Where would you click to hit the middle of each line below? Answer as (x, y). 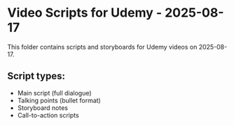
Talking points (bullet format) (59, 100)
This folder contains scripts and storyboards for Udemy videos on (102, 47)
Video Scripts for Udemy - (85, 13)
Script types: (36, 76)
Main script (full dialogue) (55, 93)
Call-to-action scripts (48, 115)
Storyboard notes (43, 108)
